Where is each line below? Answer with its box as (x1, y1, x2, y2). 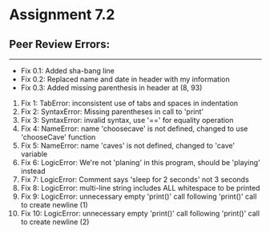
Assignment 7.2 (9, 6, 115, 24)
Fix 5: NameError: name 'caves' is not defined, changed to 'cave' (20, 141, 236, 150)
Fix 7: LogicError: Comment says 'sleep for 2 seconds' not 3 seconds (20, 175, 249, 184)
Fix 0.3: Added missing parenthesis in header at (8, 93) (20, 83, 203, 93)
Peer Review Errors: (9, 38, 111, 51)
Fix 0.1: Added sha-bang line (20, 66, 115, 75)
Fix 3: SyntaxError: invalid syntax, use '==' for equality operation (20, 116, 234, 124)
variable (20, 149, 48, 159)
